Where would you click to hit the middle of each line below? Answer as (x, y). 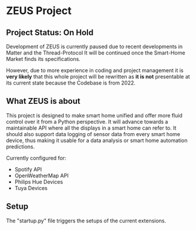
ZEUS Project (39, 11)
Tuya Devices (31, 188)
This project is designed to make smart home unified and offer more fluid (94, 115)
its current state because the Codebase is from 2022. (71, 83)
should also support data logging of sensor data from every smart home (93, 134)
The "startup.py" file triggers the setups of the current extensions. (86, 221)
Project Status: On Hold (50, 33)
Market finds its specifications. (43, 59)
